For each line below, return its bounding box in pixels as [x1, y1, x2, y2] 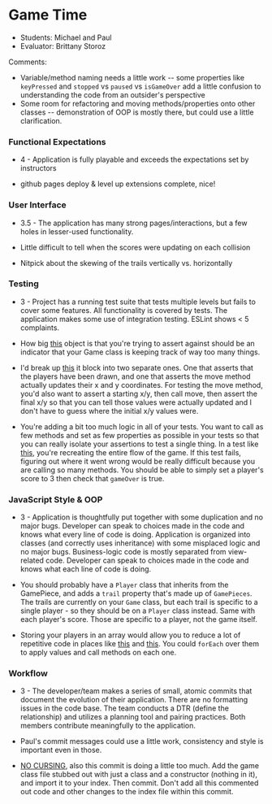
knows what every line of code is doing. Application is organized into [19, 530, 251, 540]
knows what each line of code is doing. [19, 564, 152, 574]
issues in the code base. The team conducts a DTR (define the [19, 703, 230, 713]
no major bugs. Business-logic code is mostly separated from [19, 547, 227, 557]
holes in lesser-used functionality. [19, 226, 134, 237]
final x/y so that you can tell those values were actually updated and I [19, 397, 253, 407]
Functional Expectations [8, 136, 106, 147]
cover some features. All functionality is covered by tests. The [19, 305, 228, 315]
